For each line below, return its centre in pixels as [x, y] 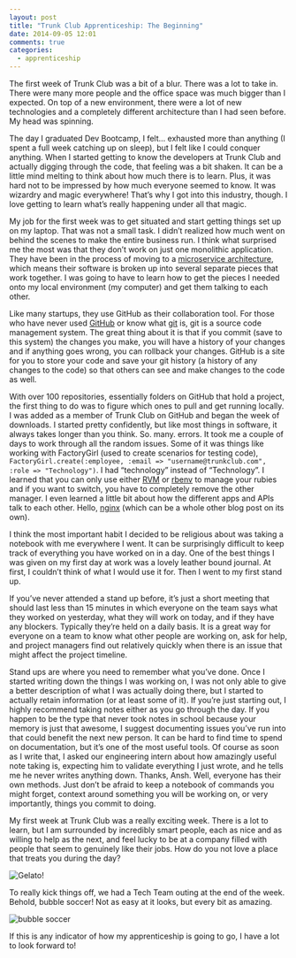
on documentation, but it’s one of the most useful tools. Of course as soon [144, 747]
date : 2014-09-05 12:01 [53, 34]
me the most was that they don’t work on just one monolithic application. [141, 249]
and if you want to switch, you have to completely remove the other [132, 489]
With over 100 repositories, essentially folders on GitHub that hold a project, [147, 396]
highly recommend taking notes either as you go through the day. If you [139, 709]
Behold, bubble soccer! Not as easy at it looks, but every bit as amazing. [141, 902]
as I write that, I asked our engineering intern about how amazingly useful [143, 756]
